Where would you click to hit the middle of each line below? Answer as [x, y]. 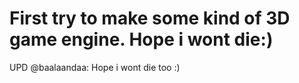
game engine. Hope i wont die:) [141, 39]
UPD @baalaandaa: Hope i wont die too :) [95, 67]
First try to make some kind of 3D [150, 18]
